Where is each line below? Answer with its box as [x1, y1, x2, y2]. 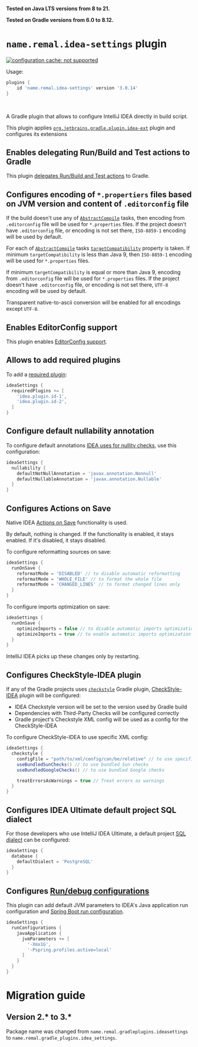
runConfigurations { [11, 925, 62, 931]
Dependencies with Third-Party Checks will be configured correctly [14, 710, 180, 717]
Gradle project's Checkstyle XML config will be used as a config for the [14, 716, 189, 723]
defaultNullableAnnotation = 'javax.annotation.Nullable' [16, 476, 162, 482]
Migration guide [6, 989, 85, 1002]
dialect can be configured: [6, 836, 70, 843]
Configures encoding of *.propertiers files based [6, 189, 192, 200]
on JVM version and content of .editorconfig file [6, 199, 189, 209]
